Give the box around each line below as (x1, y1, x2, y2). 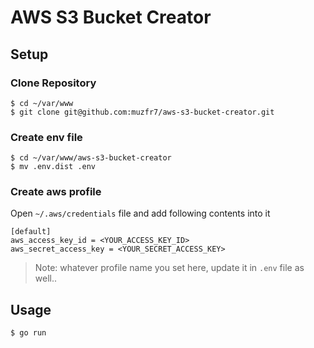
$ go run (10, 328, 47, 338)
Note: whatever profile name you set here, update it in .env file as (34, 262, 305, 274)
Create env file (10, 130, 83, 144)
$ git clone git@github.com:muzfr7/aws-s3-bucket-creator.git (10, 107, 275, 117)
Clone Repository (10, 76, 97, 90)
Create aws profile (10, 185, 102, 199)
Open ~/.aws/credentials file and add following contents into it (10, 207, 271, 220)
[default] (10, 227, 52, 237)
